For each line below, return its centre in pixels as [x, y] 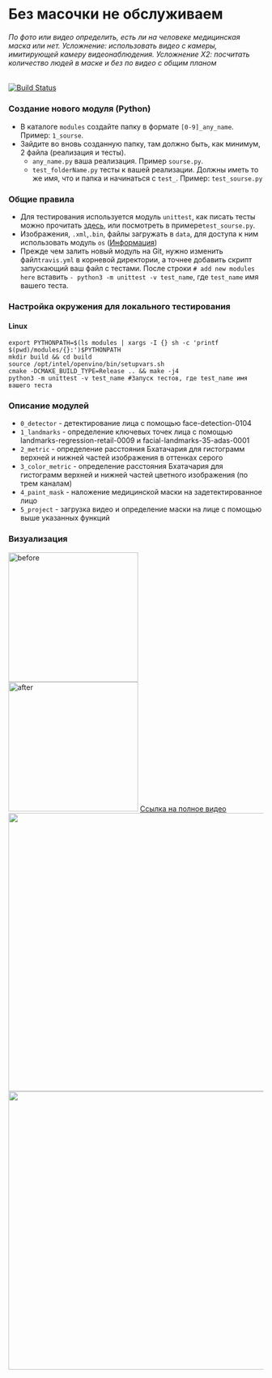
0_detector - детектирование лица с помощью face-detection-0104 [136, 423]
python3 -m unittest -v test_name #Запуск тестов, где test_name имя [128, 379]
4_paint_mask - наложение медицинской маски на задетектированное [141, 492]
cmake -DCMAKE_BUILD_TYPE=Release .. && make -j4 [94, 372]
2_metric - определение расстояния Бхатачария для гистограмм [132, 449]
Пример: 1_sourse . [51, 135]
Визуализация [38, 539]
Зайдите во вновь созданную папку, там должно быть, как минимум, [140, 143]
